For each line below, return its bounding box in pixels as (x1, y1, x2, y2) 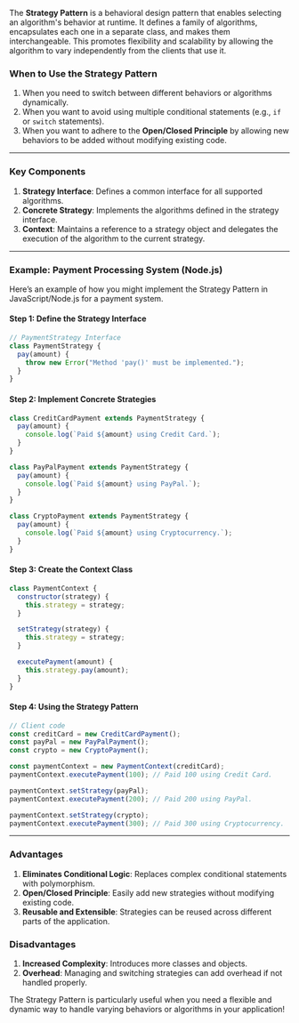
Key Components (9, 165, 86, 178)
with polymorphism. (21, 878, 95, 889)
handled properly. (21, 978, 87, 988)
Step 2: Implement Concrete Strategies (9, 393, 157, 404)
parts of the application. (21, 915, 110, 926)
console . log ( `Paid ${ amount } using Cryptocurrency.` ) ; (25, 528, 233, 537)
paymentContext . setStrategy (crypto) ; (9, 810, 149, 819)
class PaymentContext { (9, 584, 98, 592)
